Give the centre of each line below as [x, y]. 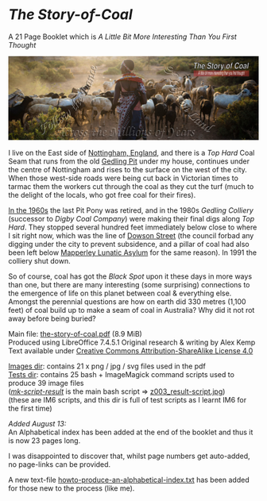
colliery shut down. [39, 261]
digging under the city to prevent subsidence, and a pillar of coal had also [129, 245]
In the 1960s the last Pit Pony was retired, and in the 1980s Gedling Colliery [131, 210]
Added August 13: [37, 424]
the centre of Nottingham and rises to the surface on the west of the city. [128, 170]
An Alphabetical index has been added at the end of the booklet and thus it [131, 432]
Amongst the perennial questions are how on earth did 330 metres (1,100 [127, 302]
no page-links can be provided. [60, 464]
